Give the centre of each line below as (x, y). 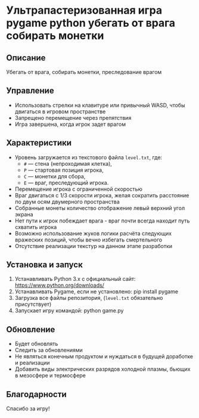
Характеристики (39, 143)
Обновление (31, 329)
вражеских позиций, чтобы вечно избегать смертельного (88, 240)
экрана (24, 214)
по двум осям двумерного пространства (67, 202)
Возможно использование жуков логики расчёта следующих (93, 233)
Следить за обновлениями (49, 350)
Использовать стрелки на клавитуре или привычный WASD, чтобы (100, 105)
